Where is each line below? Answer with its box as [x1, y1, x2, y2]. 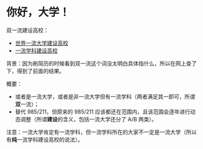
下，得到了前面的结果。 [6, 67, 65, 74]
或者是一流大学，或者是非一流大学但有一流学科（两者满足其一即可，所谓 [14, 93, 195, 100]
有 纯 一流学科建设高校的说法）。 [6, 136, 83, 143]
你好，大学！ [6, 5, 71, 19]
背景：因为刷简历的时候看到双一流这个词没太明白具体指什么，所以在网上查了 [6, 60, 197, 67]
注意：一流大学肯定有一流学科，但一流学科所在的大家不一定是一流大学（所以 [6, 128, 197, 136]
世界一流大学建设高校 [14, 39, 68, 46]
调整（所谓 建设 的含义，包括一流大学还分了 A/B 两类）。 [20, 115, 157, 122]
